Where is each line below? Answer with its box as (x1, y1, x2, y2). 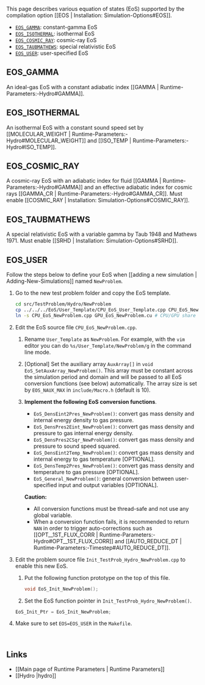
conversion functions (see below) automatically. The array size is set (24, 379, 197, 387)
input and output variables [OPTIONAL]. (58, 481, 159, 488)
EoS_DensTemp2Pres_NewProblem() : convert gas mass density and (33, 461, 195, 469)
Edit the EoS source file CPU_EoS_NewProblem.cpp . (15, 323, 137, 331)
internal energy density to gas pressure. (33, 416, 134, 423)
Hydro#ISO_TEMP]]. (6, 143, 57, 150)
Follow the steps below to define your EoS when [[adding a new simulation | (6, 271, 197, 279)
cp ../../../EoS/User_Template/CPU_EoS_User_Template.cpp (15, 307, 166, 313)
